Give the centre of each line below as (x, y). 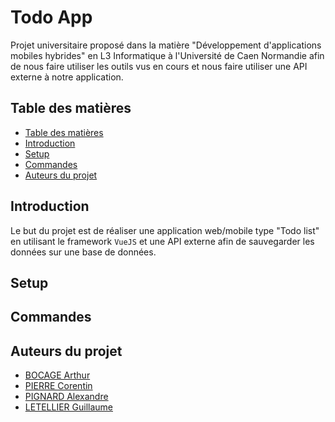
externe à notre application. (67, 77)
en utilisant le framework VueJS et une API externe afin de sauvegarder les (162, 241)
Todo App (51, 17)
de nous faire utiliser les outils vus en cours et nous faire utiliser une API (159, 66)
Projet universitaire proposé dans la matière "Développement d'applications (166, 45)
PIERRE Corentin (58, 386)
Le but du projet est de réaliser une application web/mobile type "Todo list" (165, 230)
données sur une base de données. (83, 252)
